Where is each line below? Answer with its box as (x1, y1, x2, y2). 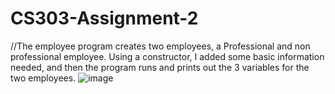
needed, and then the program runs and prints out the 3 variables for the (10, 61, 310, 73)
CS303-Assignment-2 (10, 7, 199, 30)
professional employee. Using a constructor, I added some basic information (10, 50, 325, 62)
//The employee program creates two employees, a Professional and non (10, 40, 311, 52)
